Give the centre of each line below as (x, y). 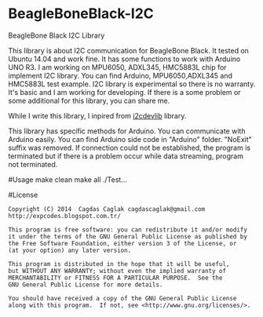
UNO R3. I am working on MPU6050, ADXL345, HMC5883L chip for (117, 67)
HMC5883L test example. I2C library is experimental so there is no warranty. (132, 84)
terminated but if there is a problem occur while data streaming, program (126, 156)
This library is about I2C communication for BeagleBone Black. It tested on (129, 50)
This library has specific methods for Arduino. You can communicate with (127, 131)
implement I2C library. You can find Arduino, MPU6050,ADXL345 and (121, 75)
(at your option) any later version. (70, 250)
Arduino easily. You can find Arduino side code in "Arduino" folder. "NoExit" (130, 139)
